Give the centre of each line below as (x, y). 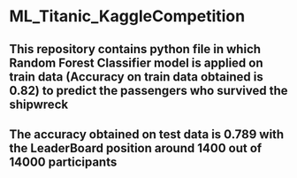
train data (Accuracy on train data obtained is (136, 77)
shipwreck (39, 104)
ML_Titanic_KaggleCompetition (127, 16)
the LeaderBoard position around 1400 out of (136, 148)
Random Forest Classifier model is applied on (136, 62)
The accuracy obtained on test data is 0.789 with (147, 134)
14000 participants (63, 162)
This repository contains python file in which (135, 49)
